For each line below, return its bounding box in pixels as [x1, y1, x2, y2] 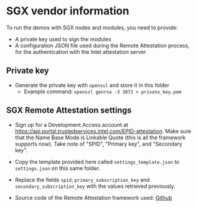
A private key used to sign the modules [14, 35, 112, 42]
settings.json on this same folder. [14, 165, 101, 172]
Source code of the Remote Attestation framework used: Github [14, 194, 172, 201]
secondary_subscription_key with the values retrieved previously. [14, 182, 175, 190]
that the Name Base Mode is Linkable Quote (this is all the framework [14, 133, 186, 141]
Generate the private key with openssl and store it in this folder [14, 81, 169, 89]
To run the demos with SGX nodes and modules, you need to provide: [6, 24, 178, 31]
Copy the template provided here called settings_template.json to [14, 158, 180, 165]
